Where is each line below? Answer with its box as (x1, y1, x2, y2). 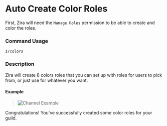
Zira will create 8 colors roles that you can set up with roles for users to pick (5, 72, 162, 78)
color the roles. (5, 25, 37, 31)
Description (5, 61, 35, 68)
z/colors (5, 49, 24, 54)
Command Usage (5, 37, 49, 44)
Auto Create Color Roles (5, 3, 108, 15)
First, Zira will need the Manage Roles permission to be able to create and (5, 20, 155, 26)
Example (5, 89, 24, 95)
